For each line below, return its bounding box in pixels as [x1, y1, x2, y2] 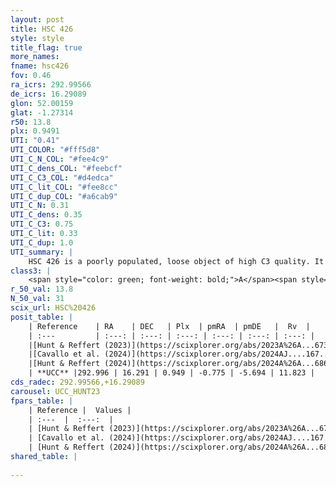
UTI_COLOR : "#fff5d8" [10, 145, 101, 155]
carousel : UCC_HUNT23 [10, 386, 101, 396]
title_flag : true [10, 42, 83, 53]
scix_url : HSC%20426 [10, 303, 97, 313]
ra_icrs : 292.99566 [10, 80, 92, 90]
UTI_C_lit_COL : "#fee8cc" [10, 182, 118, 192]
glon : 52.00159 [10, 98, 74, 108]
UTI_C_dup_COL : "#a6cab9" [10, 191, 118, 201]
